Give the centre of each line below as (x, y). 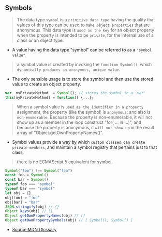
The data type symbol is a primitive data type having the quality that (86, 19)
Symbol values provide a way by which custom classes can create (78, 142)
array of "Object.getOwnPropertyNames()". (60, 133)
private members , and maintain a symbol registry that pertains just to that (84, 147)
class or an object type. (40, 40)
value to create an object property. (46, 84)
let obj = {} (18, 193)
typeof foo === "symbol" (30, 184)
